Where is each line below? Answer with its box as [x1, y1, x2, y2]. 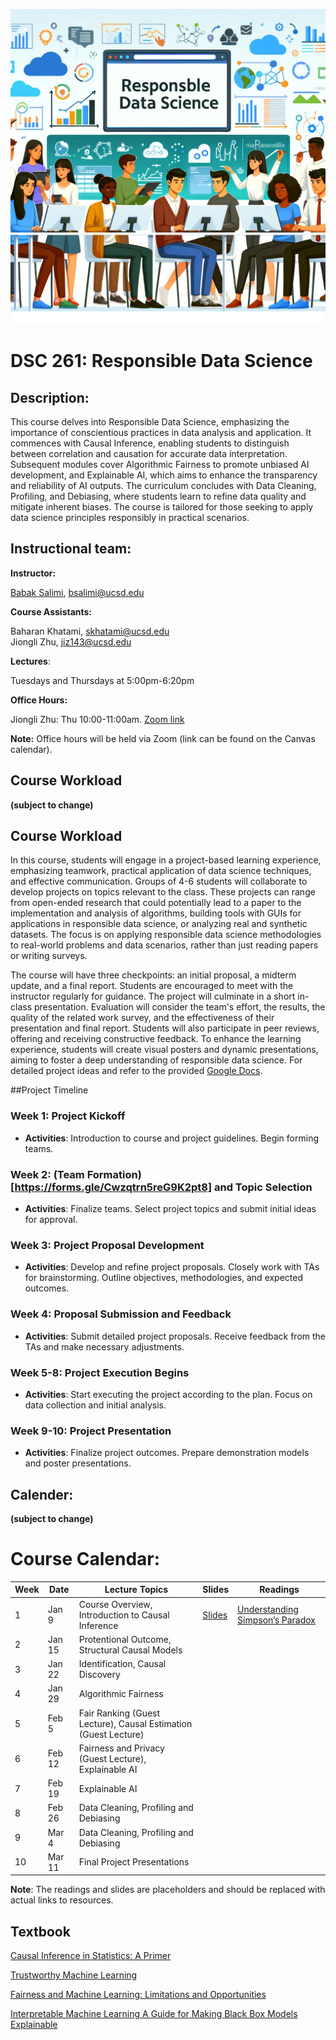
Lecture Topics [104, 1584, 169, 1596]
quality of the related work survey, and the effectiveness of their [10, 1012, 275, 1024]
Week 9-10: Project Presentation [10, 1424, 172, 1438]
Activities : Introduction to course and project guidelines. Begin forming [24, 1132, 319, 1144]
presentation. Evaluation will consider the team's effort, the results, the [33, 1001, 326, 1013]
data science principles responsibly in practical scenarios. [10, 512, 250, 523]
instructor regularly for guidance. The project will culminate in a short [10, 990, 296, 1003]
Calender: [10, 1486, 74, 1503]
